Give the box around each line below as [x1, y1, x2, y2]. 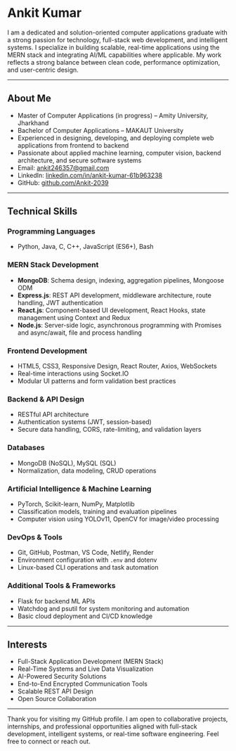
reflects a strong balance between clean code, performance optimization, [7, 58, 221, 66]
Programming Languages [7, 226, 96, 236]
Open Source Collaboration [17, 695, 97, 703]
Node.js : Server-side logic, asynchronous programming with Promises [17, 321, 222, 329]
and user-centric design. [7, 65, 79, 74]
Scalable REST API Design [17, 687, 93, 695]
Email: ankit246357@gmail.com [17, 163, 110, 172]
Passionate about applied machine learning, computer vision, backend [17, 148, 221, 157]
